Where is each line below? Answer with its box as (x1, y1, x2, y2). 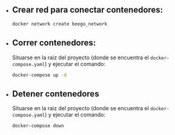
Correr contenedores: (12, 38, 96, 48)
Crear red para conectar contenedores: (12, 5, 163, 15)
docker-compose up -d (12, 72, 67, 78)
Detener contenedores (12, 88, 99, 99)
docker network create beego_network (12, 21, 108, 27)
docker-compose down (12, 123, 64, 129)
